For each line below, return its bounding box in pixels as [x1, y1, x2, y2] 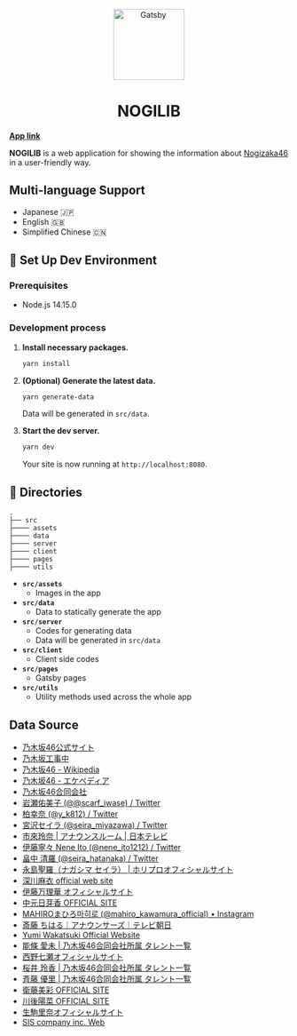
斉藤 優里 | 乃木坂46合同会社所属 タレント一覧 [21, 973, 191, 984]
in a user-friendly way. [9, 156, 91, 168]
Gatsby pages [35, 673, 87, 683]
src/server [21, 618, 63, 626]
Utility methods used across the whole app [35, 691, 192, 702]
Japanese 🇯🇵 [21, 206, 74, 217]
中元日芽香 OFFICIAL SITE [21, 897, 118, 908]
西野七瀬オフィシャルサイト [21, 951, 124, 961]
